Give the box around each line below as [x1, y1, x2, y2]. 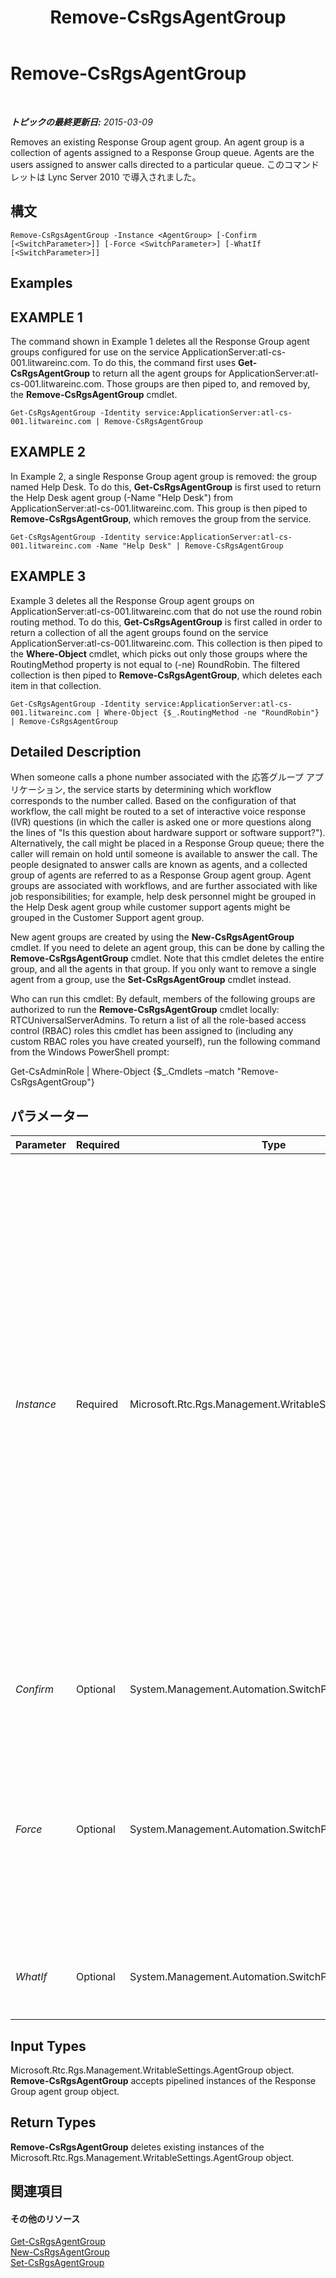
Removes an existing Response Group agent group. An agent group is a [10, 136, 305, 148]
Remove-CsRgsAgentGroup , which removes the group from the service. [10, 512, 312, 525]
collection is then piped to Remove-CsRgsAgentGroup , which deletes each [10, 669, 323, 681]
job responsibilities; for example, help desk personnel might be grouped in [10, 891, 317, 903]
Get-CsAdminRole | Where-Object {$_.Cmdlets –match [10, 1066, 235, 1078]
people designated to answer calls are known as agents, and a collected [10, 859, 308, 871]
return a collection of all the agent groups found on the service [10, 626, 269, 638]
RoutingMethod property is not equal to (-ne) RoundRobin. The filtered [10, 658, 301, 670]
